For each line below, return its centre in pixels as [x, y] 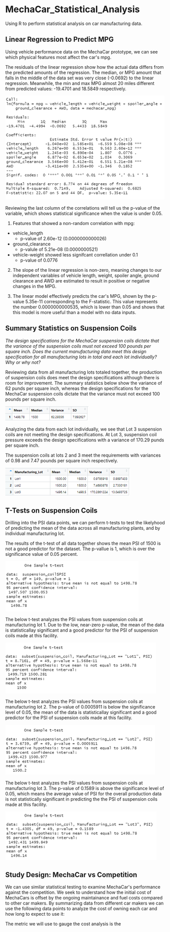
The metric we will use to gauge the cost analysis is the [63, 924]
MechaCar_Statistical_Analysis [73, 9]
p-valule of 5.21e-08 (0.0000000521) [59, 249]
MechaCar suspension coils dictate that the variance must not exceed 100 [83, 393]
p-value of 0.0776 [39, 260]
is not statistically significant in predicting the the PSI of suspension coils [81, 799]
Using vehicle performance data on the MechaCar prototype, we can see [82, 51]
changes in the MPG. [35, 286]
